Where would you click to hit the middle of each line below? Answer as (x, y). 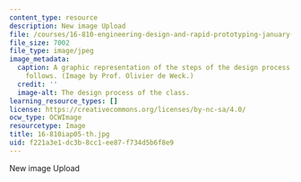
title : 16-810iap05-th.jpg (60, 134)
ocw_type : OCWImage (46, 117)
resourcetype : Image (48, 126)
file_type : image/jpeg (52, 51)
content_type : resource (54, 17)
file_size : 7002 (39, 43)
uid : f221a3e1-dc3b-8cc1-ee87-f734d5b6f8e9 (92, 143)
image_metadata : (39, 59)
